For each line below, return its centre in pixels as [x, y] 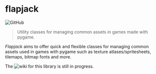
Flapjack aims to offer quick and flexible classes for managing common [77, 46]
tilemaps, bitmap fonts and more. [38, 56]
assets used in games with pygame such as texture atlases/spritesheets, [78, 52]
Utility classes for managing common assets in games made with [82, 32]
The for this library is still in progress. [50, 66]
